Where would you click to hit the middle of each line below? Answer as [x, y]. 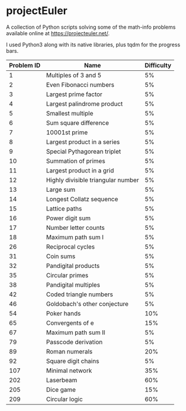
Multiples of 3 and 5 [74, 75]
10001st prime [67, 132]
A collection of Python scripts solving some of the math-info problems [91, 27]
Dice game [61, 389]
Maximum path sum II [76, 332]
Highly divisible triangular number [92, 180]
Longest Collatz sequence [82, 199]
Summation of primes [76, 161]
